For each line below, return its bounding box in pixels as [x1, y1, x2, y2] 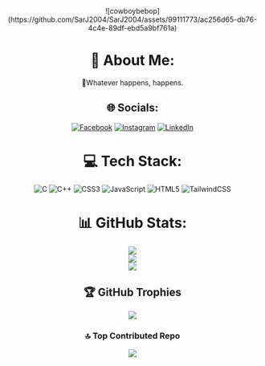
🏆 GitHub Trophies [83, 286, 182, 299]
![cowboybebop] [104, 6, 161, 15]
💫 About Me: [90, 51, 175, 70]
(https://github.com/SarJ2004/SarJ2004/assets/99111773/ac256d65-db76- [7, 14, 258, 24]
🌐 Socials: [106, 101, 159, 115]
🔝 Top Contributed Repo [84, 331, 181, 342]
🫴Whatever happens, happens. [81, 78, 184, 87]
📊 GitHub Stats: [77, 213, 188, 232]
